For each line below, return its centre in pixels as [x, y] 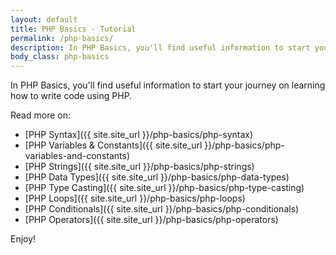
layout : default [44, 19]
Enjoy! [23, 239]
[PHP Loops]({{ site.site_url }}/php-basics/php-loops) [135, 198]
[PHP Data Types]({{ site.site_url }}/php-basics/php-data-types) [157, 177]
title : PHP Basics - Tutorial [73, 29]
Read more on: [40, 115]
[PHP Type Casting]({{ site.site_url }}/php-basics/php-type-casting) [164, 188]
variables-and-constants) [77, 156]
